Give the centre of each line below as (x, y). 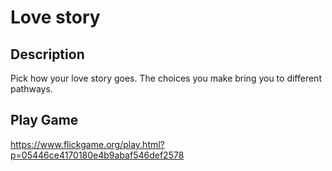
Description (47, 54)
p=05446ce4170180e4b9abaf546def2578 (97, 155)
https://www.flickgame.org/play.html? (87, 144)
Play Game (44, 120)
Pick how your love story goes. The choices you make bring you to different (166, 78)
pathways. (31, 89)
